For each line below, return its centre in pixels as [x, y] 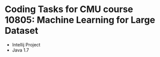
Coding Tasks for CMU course [69, 9]
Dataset [21, 31]
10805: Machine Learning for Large [80, 20]
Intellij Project [26, 44]
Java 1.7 [20, 50]
